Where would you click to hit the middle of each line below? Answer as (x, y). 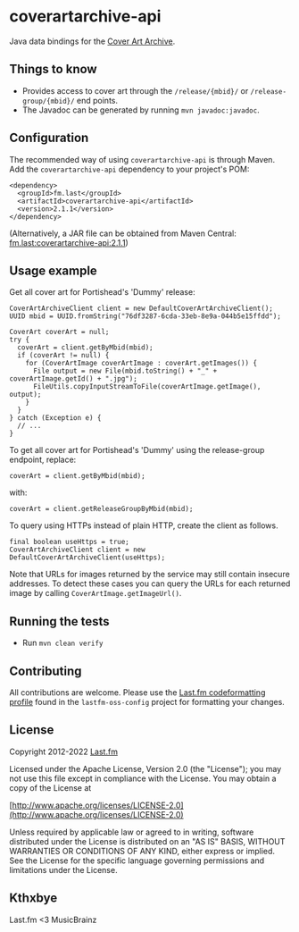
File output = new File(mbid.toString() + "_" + (125, 371)
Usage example (54, 270)
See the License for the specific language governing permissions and (137, 861)
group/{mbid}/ (48, 101)
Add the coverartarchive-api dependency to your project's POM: (129, 169)
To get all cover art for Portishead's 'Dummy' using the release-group (137, 450)
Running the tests (59, 621)
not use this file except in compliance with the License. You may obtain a (143, 778)
